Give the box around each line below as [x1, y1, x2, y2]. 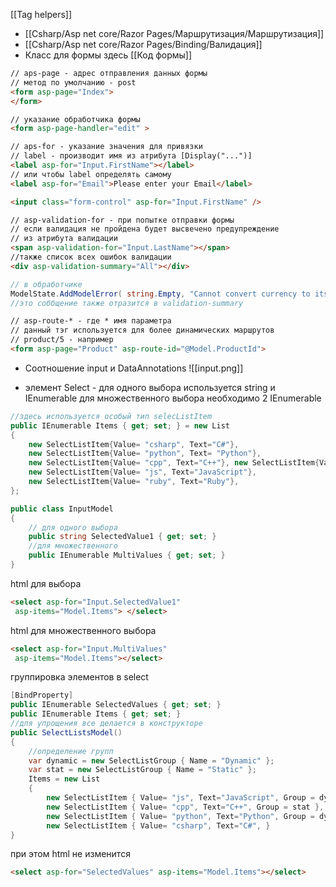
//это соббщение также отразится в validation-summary [10, 298, 244, 308]
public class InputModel [10, 504, 114, 514]
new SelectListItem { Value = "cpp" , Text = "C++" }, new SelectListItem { [28, 458, 320, 468]
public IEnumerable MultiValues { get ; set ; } [28, 550, 226, 561]
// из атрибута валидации [10, 234, 118, 244]
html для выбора [10, 577, 82, 589]
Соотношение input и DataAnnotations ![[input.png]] [24, 362, 244, 374]
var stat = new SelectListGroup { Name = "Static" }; [28, 765, 257, 775]
